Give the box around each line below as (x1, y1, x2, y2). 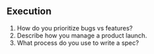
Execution (6, 6, 52, 17)
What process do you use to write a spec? (16, 38, 139, 47)
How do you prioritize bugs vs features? (16, 24, 133, 32)
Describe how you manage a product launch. (16, 31, 148, 39)
